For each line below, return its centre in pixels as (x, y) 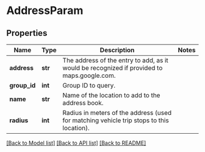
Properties (27, 33)
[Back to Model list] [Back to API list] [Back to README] (76, 143)
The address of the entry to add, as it (116, 60)
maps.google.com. (89, 75)
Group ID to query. (89, 85)
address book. (83, 103)
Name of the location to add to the (111, 95)
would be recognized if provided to (113, 68)
